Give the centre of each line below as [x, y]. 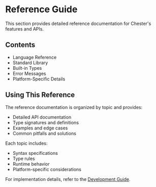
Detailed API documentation [42, 117]
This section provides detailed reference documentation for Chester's [78, 23]
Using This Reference [40, 95]
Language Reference [35, 57]
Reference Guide [41, 9]
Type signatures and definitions [46, 122]
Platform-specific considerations [47, 169]
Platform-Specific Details [39, 79]
